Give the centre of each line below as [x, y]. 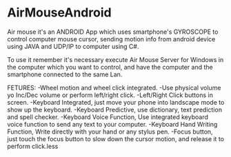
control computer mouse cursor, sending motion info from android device [111, 39]
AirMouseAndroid [59, 13]
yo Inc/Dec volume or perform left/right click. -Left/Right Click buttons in [110, 95]
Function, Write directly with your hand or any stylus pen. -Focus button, [110, 132]
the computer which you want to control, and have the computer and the [110, 67]
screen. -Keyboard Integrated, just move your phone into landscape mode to [116, 102]
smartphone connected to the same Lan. [65, 74]
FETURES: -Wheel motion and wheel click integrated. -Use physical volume [114, 87]
